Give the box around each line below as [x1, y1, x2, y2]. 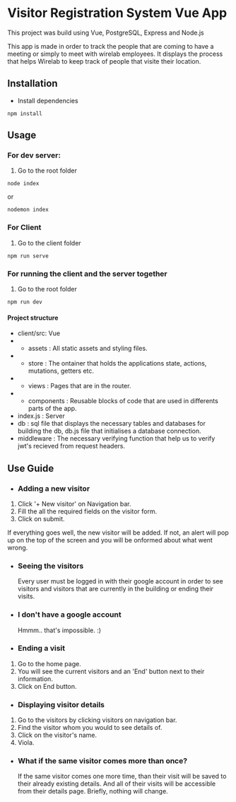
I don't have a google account [17, 610, 122, 620]
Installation [7, 78, 58, 90]
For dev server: [7, 151, 61, 161]
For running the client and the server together [7, 269, 167, 279]
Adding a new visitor [17, 483, 90, 493]
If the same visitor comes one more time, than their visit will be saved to [17, 772, 227, 781]
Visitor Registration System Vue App [7, 5, 228, 21]
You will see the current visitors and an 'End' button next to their [17, 667, 205, 675]
